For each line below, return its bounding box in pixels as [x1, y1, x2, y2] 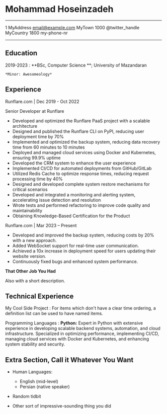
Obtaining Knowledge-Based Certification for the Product [12, 213, 130, 219]
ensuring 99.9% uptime [12, 155, 61, 161]
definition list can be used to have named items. [5, 311, 103, 317]
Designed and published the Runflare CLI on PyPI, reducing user [12, 128, 144, 134]
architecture [12, 123, 38, 129]
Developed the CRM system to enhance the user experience [12, 160, 136, 166]
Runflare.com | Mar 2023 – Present [5, 222, 77, 228]
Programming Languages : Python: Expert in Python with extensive [5, 320, 143, 326]
